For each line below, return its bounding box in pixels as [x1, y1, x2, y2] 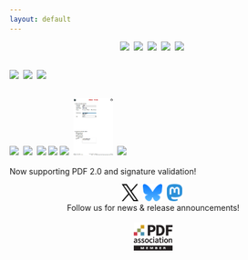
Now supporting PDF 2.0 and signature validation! [9, 165, 197, 176]
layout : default [9, 15, 71, 24]
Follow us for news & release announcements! [67, 202, 240, 213]
